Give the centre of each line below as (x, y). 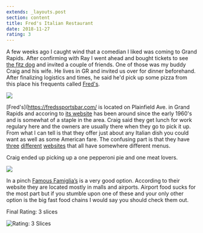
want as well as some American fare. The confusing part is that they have (98, 140)
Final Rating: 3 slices (32, 212)
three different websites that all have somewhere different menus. (88, 146)
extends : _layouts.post (36, 12)
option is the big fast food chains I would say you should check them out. (98, 200)
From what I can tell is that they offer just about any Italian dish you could (98, 133)
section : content (28, 18)
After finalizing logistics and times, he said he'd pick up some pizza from (97, 78)
